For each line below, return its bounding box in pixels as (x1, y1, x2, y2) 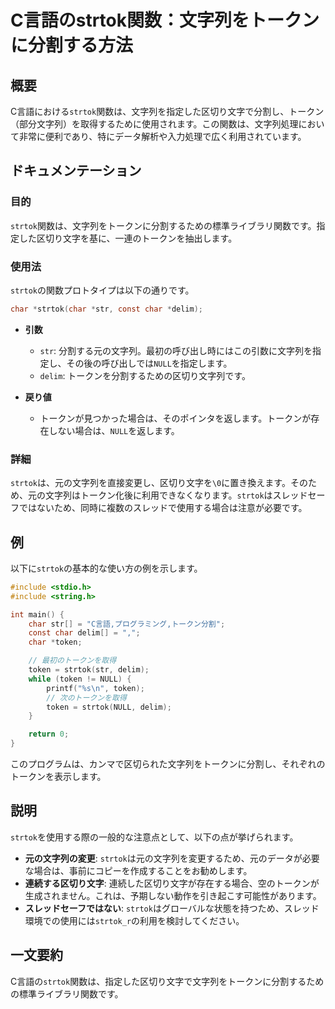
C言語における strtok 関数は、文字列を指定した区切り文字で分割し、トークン (10, 106, 325, 117)
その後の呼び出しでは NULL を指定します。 (66, 357, 233, 369)
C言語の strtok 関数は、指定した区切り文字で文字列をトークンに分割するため (10, 975, 325, 987)
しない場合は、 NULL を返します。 (48, 424, 180, 436)
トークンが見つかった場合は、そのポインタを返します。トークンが (39, 412, 312, 424)
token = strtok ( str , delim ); (28, 665, 150, 675)
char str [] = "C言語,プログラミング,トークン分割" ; (28, 619, 226, 629)
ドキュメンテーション (10, 162, 142, 180)
